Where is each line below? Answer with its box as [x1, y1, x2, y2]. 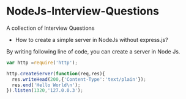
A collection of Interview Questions [6, 24, 95, 32]
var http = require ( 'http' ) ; [6, 60, 78, 66]
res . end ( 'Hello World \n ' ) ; [12, 82, 81, 88]
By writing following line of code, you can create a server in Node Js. [6, 47, 180, 55]
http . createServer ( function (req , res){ [6, 70, 105, 77]
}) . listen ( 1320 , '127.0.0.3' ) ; [6, 87, 84, 94]
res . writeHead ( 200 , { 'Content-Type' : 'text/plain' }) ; [12, 76, 147, 83]
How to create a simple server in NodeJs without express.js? [15, 36, 168, 43]
